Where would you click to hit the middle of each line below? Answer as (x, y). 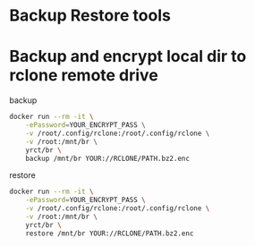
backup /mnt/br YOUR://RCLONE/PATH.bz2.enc (108, 158)
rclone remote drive (84, 76)
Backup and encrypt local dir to (128, 57)
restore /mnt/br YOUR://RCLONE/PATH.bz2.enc (110, 233)
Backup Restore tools (90, 16)
